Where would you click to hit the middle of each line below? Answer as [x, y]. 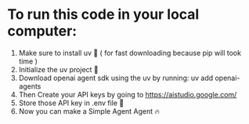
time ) [28, 61]
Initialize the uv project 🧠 [58, 69]
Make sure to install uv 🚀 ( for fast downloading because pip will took [130, 53]
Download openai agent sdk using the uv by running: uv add [116, 78]
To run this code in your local [103, 15]
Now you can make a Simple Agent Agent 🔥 [89, 111]
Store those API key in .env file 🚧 [71, 103]
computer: [42, 31]
